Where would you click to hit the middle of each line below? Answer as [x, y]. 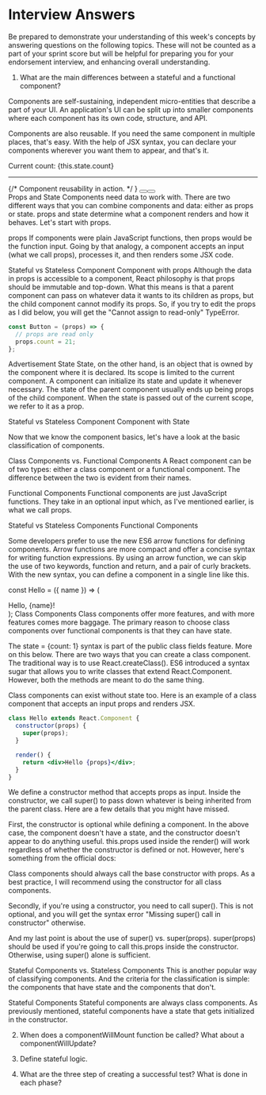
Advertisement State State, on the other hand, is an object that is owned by [131, 364]
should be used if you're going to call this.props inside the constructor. [123, 946]
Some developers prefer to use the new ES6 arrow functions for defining [127, 541]
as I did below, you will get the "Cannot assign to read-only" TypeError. [124, 312]
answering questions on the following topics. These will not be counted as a [132, 44]
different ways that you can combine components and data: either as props [131, 205]
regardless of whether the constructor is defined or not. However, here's [126, 850]
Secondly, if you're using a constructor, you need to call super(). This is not [131, 906]
